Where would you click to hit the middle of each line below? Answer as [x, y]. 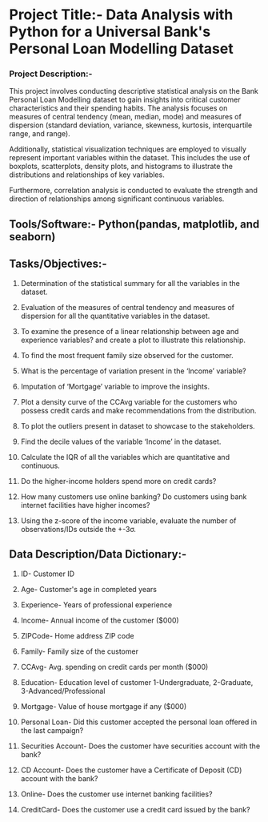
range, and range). [40, 134]
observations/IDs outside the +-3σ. [78, 529]
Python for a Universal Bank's [110, 32]
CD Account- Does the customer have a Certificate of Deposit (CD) [131, 770]
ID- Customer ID [48, 574]
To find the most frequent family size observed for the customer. [127, 355]
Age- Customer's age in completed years [88, 589]
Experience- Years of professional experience [96, 604]
